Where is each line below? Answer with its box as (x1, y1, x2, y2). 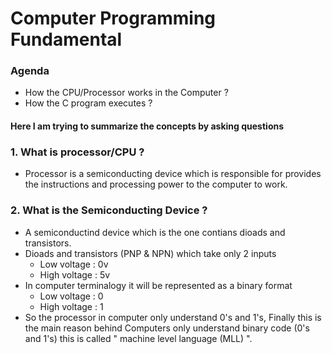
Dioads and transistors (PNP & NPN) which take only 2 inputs (24, 247, 277, 259)
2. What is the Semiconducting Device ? (10, 203, 208, 217)
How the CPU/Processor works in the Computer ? (24, 87, 229, 99)
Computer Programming (10, 7, 217, 30)
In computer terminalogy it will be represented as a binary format (24, 279, 293, 291)
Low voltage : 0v (39, 258, 109, 270)
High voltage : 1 (39, 300, 104, 312)
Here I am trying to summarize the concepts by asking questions (10, 120, 285, 132)
